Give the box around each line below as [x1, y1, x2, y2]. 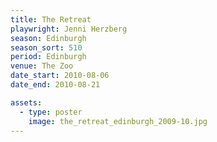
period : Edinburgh [10, 52, 87, 62]
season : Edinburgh [10, 33, 87, 43]
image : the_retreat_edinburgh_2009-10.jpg [28, 116, 208, 126]
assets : [10, 97, 43, 108]
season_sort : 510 [10, 42, 83, 53]
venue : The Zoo [10, 61, 74, 71]
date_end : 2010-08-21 [10, 80, 101, 90]
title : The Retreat [10, 14, 92, 25]
